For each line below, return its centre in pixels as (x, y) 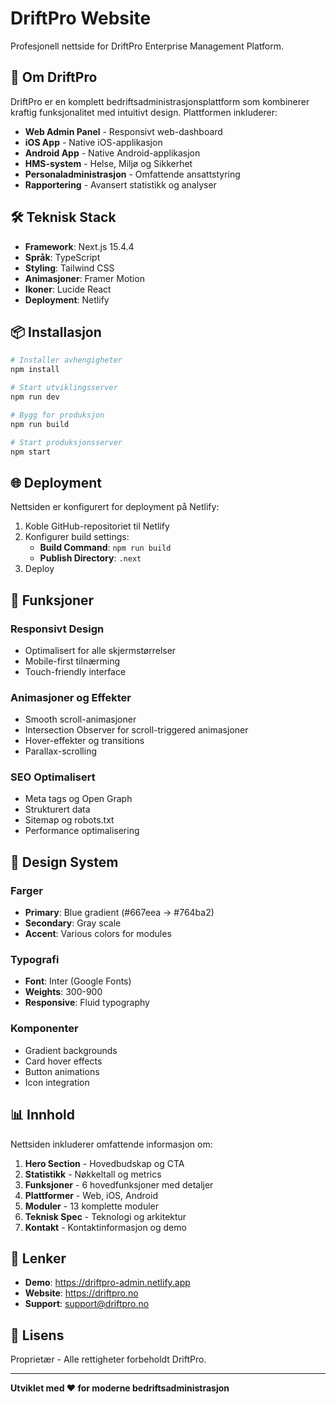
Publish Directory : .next (90, 558)
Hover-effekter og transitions (84, 741)
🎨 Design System (64, 862)
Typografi (35, 960)
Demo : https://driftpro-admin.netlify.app (107, 1283)
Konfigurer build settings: (77, 537)
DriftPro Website (81, 18)
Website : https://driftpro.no (81, 1293)
